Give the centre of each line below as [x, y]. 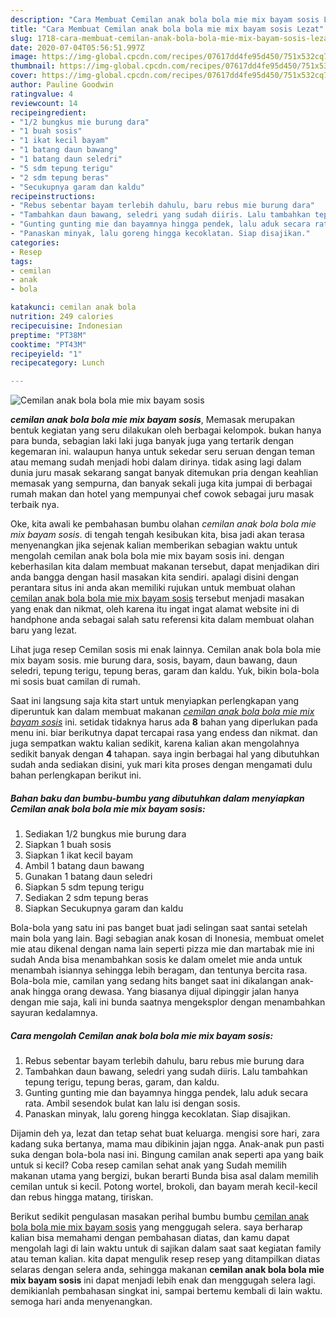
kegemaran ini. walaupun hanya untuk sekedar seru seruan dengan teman [163, 452]
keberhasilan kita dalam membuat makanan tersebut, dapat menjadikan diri [165, 567]
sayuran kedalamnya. [54, 1013]
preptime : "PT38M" [48, 335]
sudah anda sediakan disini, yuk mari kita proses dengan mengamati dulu [161, 765]
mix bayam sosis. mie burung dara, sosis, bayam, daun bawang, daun [154, 660]
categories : [35, 242]
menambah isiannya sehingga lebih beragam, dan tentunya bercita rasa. [159, 970]
